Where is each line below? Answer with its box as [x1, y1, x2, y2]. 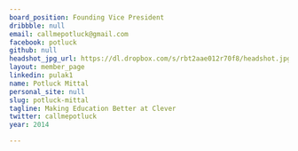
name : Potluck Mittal [9, 79, 90, 88]
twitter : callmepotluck [9, 112, 98, 121]
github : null [9, 46, 58, 55]
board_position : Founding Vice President [9, 12, 165, 22]
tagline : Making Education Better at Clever [9, 104, 176, 113]
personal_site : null [9, 87, 86, 96]
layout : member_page [9, 63, 86, 72]
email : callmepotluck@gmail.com [9, 29, 129, 38]
